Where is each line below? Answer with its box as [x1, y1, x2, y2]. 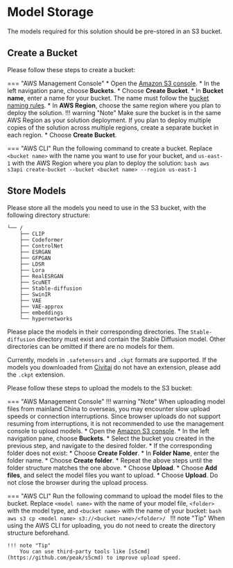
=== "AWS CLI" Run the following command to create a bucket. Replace [7, 144, 213, 153]
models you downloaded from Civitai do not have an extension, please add [7, 363, 221, 371]
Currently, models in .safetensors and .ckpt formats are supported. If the [7, 355, 217, 364]
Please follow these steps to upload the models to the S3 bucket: [7, 384, 193, 392]
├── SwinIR [19, 291, 51, 298]
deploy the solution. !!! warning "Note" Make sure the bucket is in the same [7, 108, 221, 117]
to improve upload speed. [106, 554, 182, 561]
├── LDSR [19, 261, 45, 268]
